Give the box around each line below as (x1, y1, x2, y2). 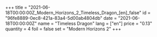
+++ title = (5, 5, 28, 10)
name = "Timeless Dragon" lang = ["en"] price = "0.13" (37, 20, 152, 26)
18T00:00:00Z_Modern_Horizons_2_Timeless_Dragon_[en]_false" (5, 10, 142, 16)
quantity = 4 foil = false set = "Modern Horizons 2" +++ (5, 26, 122, 32)
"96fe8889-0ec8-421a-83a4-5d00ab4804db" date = (5, 15, 117, 21)
